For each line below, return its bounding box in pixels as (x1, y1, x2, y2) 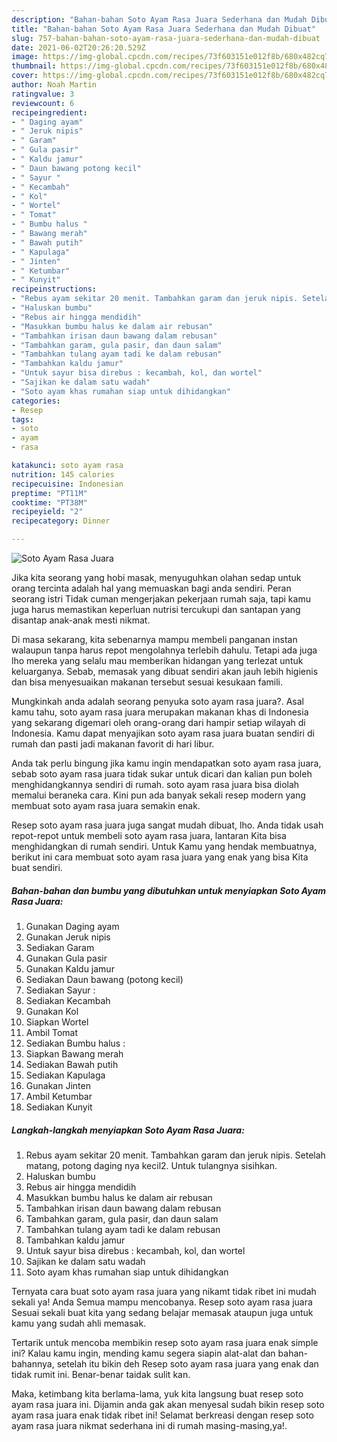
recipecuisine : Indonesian (11, 479, 124, 489)
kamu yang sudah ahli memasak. (11, 1317, 147, 1329)
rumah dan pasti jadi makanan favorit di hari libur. (11, 738, 215, 750)
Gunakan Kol (25, 1005, 79, 1017)
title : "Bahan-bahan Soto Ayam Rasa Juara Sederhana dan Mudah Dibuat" (11, 24, 316, 34)
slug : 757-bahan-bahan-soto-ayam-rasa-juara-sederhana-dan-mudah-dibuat (11, 33, 321, 43)
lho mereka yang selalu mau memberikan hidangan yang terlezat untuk (11, 655, 304, 666)
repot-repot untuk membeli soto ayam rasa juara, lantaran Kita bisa (11, 830, 287, 841)
